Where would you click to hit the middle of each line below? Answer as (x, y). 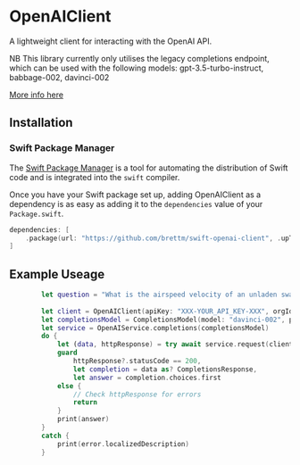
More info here (37, 95)
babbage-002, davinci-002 (59, 77)
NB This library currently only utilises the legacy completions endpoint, (139, 58)
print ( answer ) (83, 419)
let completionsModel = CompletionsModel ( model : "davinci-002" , (163, 320)
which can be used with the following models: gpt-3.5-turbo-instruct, (137, 68)
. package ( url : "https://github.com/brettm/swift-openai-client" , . (153, 238)
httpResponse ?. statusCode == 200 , (137, 361)
